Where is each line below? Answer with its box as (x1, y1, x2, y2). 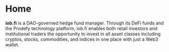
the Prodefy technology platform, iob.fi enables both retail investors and (5, 25, 158, 31)
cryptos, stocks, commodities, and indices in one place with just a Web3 (5, 36, 158, 42)
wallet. (5, 41, 20, 47)
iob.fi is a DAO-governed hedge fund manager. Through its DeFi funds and (5, 20, 164, 26)
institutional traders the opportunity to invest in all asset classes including (5, 31, 161, 37)
